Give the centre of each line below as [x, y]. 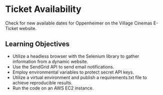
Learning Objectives [37, 44]
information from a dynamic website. [50, 61]
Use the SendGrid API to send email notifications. [63, 66]
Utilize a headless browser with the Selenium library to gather [76, 56]
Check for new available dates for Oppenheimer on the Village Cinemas [79, 23]
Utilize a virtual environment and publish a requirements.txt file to [79, 77]
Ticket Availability [43, 9]
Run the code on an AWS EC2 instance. [53, 88]
